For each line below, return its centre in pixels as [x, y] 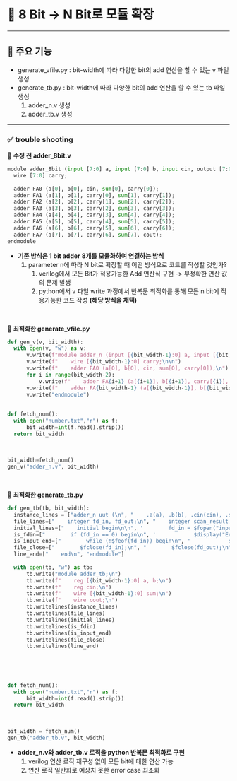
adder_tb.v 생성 [50, 114]
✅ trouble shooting [40, 139]
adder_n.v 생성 [49, 105]
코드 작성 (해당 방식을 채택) [100, 300]
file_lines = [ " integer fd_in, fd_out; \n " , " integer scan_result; [123, 521]
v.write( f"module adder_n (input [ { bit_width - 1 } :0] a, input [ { [122, 355]
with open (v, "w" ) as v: [50, 348]
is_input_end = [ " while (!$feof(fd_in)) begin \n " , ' [102, 541]
